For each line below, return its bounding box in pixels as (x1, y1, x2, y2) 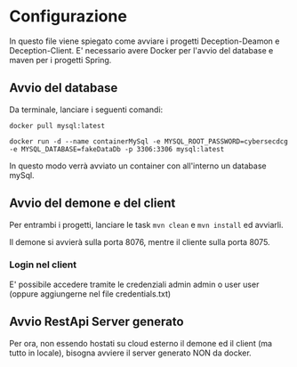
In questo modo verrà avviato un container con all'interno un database (9, 160, 267, 171)
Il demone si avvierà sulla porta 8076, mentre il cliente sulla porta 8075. (9, 236, 270, 247)
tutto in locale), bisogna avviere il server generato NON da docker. (9, 347, 252, 358)
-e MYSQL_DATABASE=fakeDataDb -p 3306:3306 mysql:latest (9, 144, 225, 153)
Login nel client (9, 258, 77, 271)
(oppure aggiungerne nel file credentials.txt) (9, 288, 172, 299)
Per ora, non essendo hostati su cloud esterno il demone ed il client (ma (9, 338, 273, 348)
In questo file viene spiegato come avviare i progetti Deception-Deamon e (9, 36, 280, 46)
